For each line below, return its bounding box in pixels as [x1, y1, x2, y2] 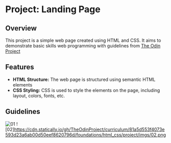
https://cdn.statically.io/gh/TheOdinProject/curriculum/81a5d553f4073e [14, 126, 165, 132]
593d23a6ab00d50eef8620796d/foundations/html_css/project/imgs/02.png [5, 131, 166, 138]
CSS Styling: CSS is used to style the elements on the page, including [12, 87, 160, 93]
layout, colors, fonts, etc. [12, 93, 65, 99]
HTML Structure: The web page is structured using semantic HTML [12, 76, 156, 82]
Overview [5, 24, 37, 33]
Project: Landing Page [5, 4, 101, 15]
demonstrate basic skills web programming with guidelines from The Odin [5, 43, 161, 49]
